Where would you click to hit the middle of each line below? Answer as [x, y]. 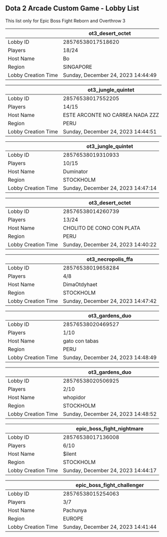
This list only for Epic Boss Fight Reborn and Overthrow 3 [65, 20]
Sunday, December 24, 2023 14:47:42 [110, 301]
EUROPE [73, 519]
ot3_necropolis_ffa [110, 259]
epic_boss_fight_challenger [110, 485]
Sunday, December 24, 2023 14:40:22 [110, 245]
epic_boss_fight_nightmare [110, 428]
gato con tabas [81, 340]
